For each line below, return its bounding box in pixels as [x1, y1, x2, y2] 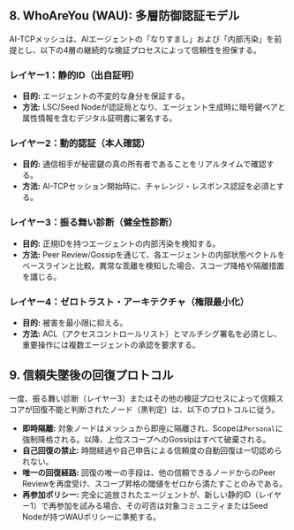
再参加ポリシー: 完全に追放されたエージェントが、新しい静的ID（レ [21, 489, 267, 500]
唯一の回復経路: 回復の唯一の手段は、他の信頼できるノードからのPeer [21, 467, 276, 478]
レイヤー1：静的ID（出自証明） [9, 69, 139, 81]
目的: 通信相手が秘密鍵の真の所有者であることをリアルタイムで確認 [21, 158, 267, 170]
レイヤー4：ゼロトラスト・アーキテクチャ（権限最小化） [9, 296, 250, 308]
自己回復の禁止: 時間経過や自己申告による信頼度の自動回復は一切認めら [21, 445, 283, 456]
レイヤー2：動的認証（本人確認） [9, 137, 151, 150]
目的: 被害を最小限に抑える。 [21, 318, 128, 327]
